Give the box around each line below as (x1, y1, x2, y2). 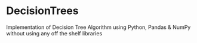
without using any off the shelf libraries (6, 29, 103, 37)
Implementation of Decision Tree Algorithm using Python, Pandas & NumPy (6, 24, 191, 31)
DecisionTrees (6, 4, 79, 18)
